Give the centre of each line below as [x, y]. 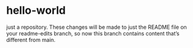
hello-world [36, 10]
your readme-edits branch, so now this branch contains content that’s [93, 33]
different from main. [31, 40]
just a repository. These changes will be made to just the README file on [96, 27]
